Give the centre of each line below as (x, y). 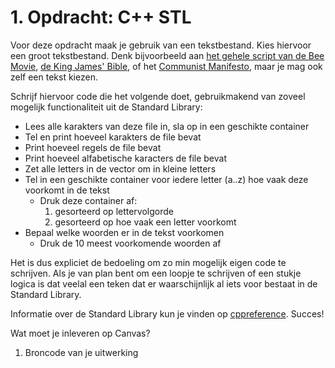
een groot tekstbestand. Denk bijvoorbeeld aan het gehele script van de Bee (167, 55)
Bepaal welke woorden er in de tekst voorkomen (124, 232)
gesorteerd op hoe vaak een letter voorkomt (145, 222)
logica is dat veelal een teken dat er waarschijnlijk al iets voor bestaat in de (164, 283)
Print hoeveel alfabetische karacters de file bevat (125, 158)
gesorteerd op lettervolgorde (114, 211)
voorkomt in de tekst (67, 190)
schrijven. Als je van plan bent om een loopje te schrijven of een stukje (156, 273)
